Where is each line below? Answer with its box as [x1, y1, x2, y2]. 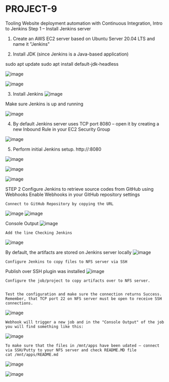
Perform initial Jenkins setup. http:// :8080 [12, 146, 102, 152]
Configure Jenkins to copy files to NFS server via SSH [5, 259, 127, 264]
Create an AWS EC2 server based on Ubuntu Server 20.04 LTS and [12, 35, 155, 42]
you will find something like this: [5, 324, 84, 329]
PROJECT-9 [5, 3, 58, 15]
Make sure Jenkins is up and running [5, 101, 84, 107]
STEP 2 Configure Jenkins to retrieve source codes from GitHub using [5, 186, 154, 192]
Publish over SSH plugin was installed [5, 268, 85, 274]
